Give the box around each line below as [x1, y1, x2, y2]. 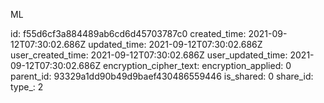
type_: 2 [10, 81, 44, 93]
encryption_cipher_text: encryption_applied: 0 [103, 60, 292, 71]
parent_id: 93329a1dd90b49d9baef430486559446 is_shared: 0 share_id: [10, 70, 314, 82]
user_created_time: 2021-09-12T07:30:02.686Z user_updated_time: [10, 49, 288, 61]
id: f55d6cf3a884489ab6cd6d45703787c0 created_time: [10, 28, 247, 39]
